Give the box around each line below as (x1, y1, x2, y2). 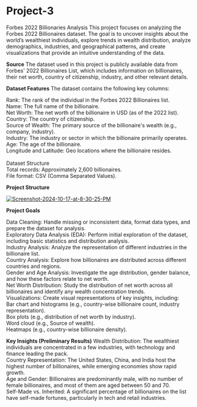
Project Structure (6, 183, 50, 191)
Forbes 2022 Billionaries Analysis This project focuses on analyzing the (6, 24, 182, 31)
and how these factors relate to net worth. (6, 275, 109, 282)
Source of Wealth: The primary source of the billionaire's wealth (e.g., (6, 121, 177, 129)
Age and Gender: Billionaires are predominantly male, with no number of (6, 375, 183, 382)
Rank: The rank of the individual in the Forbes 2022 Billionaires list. (6, 96, 170, 104)
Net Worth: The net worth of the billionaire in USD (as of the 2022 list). (6, 109, 179, 116)
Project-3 (6, 4, 54, 18)
